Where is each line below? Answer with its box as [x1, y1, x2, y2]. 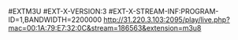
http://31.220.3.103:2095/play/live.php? [103, 15, 230, 24]
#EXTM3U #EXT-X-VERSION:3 [8, 7, 107, 16]
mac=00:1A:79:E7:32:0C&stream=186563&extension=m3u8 [8, 24, 202, 32]
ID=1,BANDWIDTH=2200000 [8, 15, 102, 24]
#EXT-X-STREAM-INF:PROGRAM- [108, 7, 219, 16]
